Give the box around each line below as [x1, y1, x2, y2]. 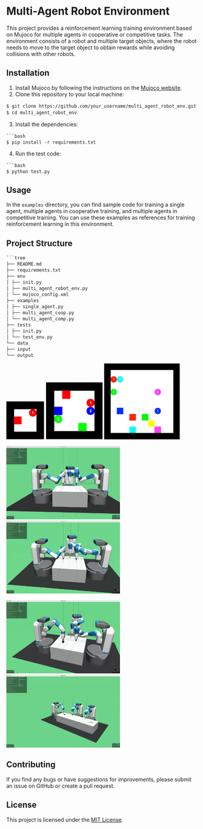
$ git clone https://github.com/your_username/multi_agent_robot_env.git [6, 103, 197, 109]
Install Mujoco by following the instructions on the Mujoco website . [15, 84, 182, 91]
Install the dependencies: [15, 121, 79, 128]
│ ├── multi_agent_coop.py [6, 310, 75, 316]
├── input [6, 346, 32, 352]
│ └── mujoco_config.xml [6, 292, 69, 298]
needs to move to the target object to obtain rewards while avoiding [6, 44, 175, 51]
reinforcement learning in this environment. [6, 220, 114, 228]
